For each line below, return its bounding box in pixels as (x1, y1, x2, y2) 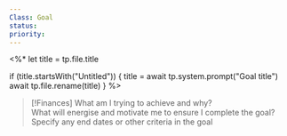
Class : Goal (9, 12, 53, 22)
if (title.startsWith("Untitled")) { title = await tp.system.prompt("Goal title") (9, 71, 278, 82)
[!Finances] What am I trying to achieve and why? (30, 98, 213, 108)
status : (9, 21, 38, 30)
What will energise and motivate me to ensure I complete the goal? (30, 108, 275, 118)
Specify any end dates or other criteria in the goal (30, 116, 213, 127)
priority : (9, 29, 46, 38)
